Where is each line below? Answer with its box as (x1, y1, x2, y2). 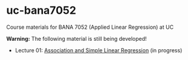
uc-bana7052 (6, 4, 77, 17)
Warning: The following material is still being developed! (6, 35, 147, 42)
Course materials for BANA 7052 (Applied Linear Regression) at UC (6, 23, 174, 31)
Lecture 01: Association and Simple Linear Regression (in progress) (15, 46, 183, 54)
